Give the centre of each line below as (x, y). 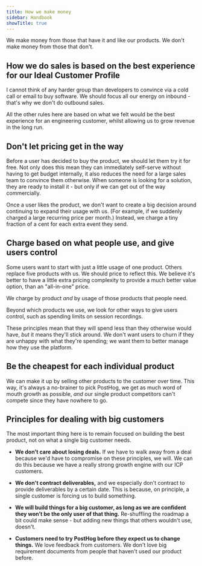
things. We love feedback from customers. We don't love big (91, 545)
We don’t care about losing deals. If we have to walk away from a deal (103, 452)
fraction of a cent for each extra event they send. (67, 224)
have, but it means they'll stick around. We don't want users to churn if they (100, 334)
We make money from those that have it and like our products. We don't (96, 41)
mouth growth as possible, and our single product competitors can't (91, 393)
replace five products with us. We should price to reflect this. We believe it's (101, 274)
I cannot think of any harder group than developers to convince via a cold (97, 90)
